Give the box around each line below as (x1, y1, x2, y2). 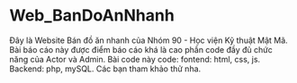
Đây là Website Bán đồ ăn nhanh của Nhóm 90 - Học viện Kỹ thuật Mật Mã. (9, 35, 288, 46)
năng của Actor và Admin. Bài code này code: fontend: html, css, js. (9, 54, 261, 64)
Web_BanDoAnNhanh (9, 5, 175, 26)
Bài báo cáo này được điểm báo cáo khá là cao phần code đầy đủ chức (9, 44, 273, 54)
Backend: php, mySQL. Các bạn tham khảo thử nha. (9, 63, 202, 74)
